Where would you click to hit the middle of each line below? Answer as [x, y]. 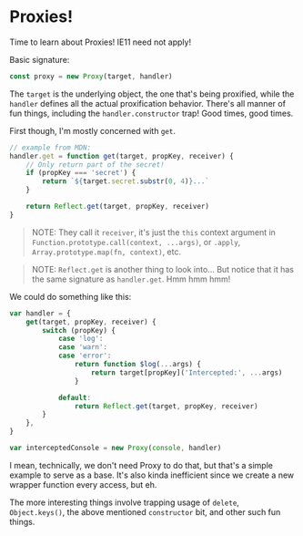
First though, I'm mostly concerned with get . [92, 130]
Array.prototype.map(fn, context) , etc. [106, 252]
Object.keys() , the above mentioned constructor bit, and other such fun [145, 511]
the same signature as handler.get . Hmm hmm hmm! [131, 279]
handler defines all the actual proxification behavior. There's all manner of [148, 103]
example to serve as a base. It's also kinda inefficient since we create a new [152, 475]
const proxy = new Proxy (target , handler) [91, 76]
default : [75, 397]
